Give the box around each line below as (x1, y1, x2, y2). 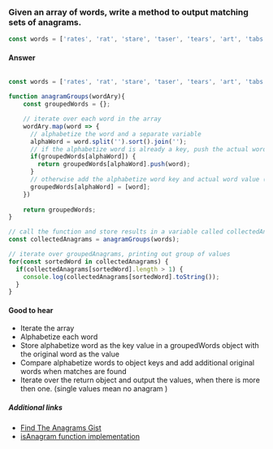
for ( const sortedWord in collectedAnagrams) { (8, 257, 169, 266)
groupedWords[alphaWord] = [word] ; (29, 182, 151, 191)
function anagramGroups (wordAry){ (8, 93, 126, 101)
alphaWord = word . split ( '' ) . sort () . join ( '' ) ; (29, 137, 187, 146)
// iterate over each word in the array (23, 115, 162, 123)
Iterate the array (19, 324, 75, 333)
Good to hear (8, 305, 54, 315)
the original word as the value (19, 349, 120, 360)
